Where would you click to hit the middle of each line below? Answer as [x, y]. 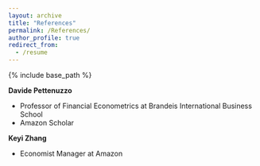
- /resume [31, 52]
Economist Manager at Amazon [71, 153]
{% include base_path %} [50, 75]
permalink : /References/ [49, 30]
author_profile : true [44, 38]
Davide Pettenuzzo [41, 91]
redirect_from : [33, 45]
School [31, 114]
